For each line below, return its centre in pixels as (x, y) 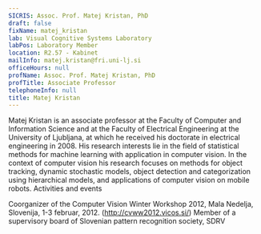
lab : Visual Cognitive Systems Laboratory (80, 38)
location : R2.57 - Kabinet (53, 53)
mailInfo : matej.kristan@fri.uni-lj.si (75, 61)
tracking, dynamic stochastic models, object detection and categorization (129, 171)
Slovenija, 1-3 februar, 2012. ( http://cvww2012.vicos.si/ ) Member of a (122, 212)
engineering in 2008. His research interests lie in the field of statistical (124, 146)
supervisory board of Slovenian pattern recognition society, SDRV (117, 221)
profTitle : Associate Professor (62, 83)
